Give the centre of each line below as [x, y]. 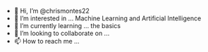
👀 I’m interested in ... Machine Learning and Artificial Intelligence [108, 18]
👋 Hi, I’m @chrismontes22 [51, 11]
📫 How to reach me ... [47, 41]
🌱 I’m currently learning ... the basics [67, 26]
